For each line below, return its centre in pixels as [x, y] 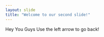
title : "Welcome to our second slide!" [48, 15]
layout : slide [20, 10]
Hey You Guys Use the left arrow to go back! [52, 29]
